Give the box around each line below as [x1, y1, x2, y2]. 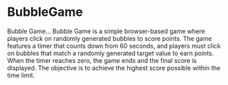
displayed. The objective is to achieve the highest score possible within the [7, 64, 221, 72]
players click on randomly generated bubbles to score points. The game [7, 34, 212, 42]
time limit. [7, 70, 35, 79]
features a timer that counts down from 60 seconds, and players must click [7, 41, 221, 50]
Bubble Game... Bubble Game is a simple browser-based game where [7, 27, 205, 35]
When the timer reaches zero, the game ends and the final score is [7, 56, 197, 64]
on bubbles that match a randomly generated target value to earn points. [7, 49, 214, 57]
